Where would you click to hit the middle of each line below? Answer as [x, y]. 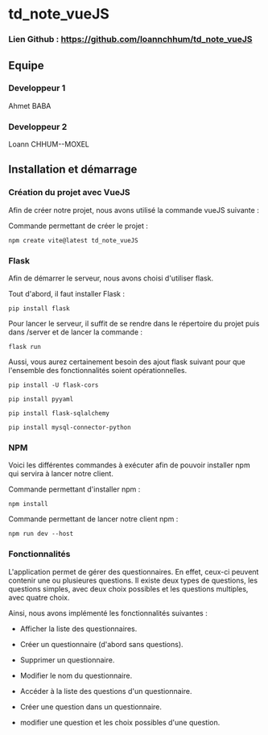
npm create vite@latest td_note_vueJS [73, 240]
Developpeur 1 [37, 88]
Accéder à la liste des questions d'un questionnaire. [106, 691]
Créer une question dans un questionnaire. [91, 707]
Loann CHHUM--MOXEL [49, 144]
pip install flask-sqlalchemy [59, 413]
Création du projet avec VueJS [69, 193]
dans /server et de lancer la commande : [76, 332]
